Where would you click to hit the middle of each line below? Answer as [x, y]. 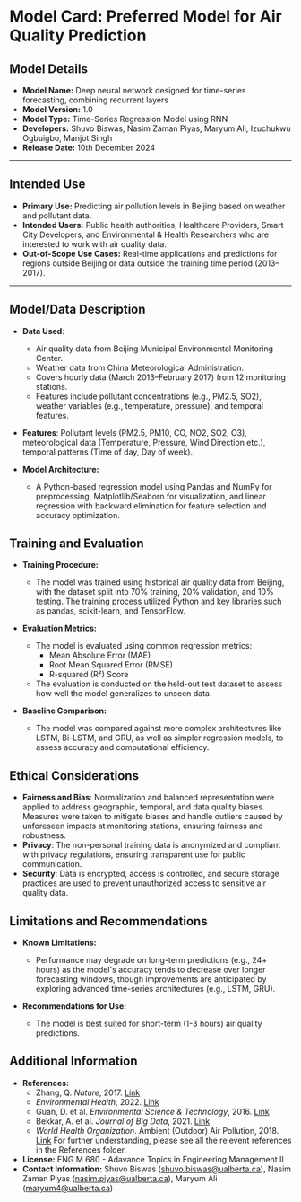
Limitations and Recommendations [108, 921]
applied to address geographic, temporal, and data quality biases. [143, 807]
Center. [49, 358]
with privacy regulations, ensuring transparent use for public [134, 854]
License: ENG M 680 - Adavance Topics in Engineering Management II [153, 1159]
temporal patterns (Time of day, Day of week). [107, 452]
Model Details [48, 69]
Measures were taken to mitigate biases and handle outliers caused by [153, 817]
